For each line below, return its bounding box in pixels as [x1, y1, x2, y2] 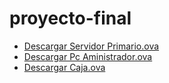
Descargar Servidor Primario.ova [23, 40, 160, 52]
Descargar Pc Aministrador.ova [23, 50, 153, 62]
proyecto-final [9, 7, 132, 30]
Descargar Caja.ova [23, 61, 106, 73]
